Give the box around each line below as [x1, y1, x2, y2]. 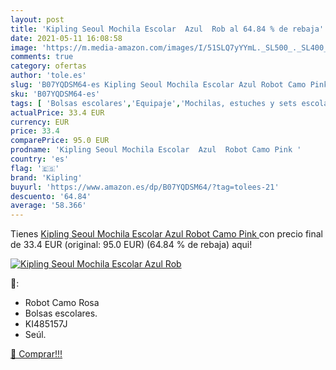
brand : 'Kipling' [10, 172, 83, 183]
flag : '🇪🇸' [10, 163, 60, 173]
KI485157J [24, 318, 68, 330]
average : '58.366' [10, 201, 87, 211]
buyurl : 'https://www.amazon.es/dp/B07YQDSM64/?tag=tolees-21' [10, 182, 280, 192]
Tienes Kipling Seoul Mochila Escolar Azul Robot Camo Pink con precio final [10, 228, 324, 240]
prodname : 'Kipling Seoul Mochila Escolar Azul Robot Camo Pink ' [10, 145, 302, 155]
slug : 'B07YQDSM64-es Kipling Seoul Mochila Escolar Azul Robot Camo [10, 80, 307, 90]
